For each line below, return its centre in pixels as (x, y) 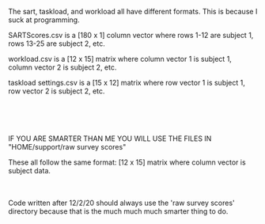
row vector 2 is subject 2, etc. (57, 91)
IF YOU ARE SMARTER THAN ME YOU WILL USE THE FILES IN (110, 139)
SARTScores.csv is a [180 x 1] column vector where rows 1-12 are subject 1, (131, 35)
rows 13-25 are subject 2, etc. (57, 44)
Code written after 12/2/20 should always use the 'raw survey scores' (121, 203)
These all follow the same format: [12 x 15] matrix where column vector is (127, 162)
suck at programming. (44, 20)
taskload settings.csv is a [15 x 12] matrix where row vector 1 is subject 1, (127, 83)
